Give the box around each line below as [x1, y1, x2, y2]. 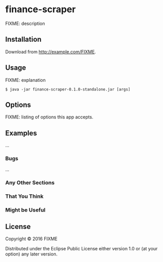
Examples [5, 129, 37, 137]
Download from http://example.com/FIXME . [5, 48, 96, 54]
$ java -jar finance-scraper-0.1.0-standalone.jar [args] [5, 86, 131, 92]
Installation [5, 35, 42, 44]
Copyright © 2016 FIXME [5, 236, 58, 242]
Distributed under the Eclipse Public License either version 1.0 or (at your [5, 246, 158, 252]
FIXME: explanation [5, 77, 46, 83]
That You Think [5, 193, 44, 200]
